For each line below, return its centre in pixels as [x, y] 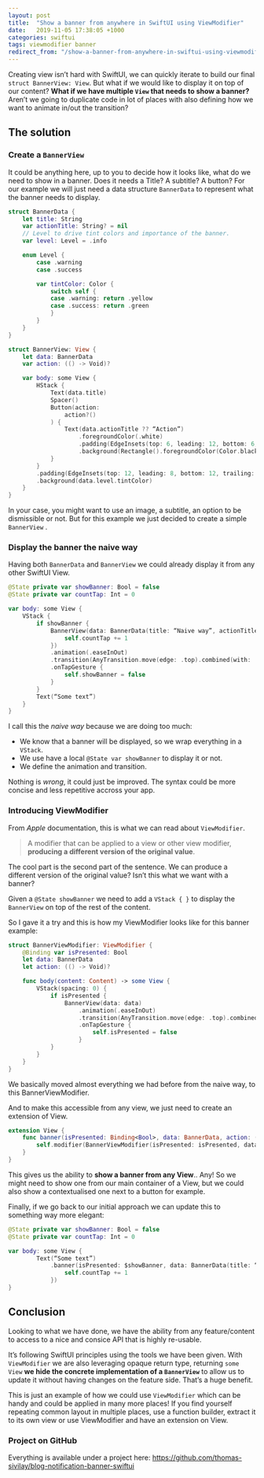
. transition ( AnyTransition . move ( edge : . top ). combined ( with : [150, 660]
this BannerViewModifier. [49, 1092]
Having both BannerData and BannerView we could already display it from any [132, 564]
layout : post [29, 15]
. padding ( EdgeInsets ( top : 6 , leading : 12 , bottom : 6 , [168, 444]
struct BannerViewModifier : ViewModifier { [81, 945]
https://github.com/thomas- [197, 1458]
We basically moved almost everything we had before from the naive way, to [132, 1084]
